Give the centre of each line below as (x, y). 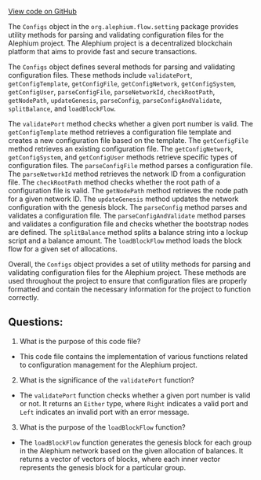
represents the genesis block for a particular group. (103, 467)
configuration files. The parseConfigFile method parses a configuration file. (130, 165)
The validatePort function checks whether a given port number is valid (135, 395)
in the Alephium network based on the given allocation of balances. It (131, 450)
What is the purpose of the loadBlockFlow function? (102, 427)
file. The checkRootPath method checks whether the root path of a (114, 182)
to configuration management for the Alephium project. (109, 365)
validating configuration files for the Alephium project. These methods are (127, 273)
